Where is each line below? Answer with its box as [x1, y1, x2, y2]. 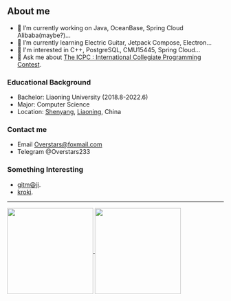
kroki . [16, 188, 34, 196]
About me [7, 5, 50, 17]
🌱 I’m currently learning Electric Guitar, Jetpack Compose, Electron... [16, 38, 212, 47]
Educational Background [7, 77, 91, 87]
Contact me [7, 125, 47, 135]
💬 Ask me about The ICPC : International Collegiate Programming [16, 53, 201, 61]
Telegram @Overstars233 [16, 148, 91, 156]
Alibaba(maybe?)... [16, 31, 71, 39]
